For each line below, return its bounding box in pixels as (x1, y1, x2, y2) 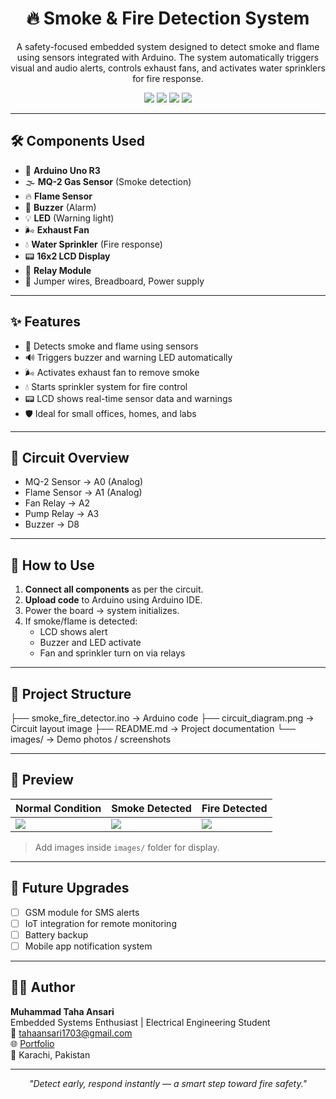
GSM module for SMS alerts (24, 906, 140, 918)
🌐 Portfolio (10, 1037, 55, 1049)
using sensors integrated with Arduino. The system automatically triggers (16, 51, 320, 63)
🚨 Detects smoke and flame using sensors (24, 340, 199, 352)
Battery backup (24, 928, 89, 941)
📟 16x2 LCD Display (24, 250, 111, 262)
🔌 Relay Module (24, 264, 92, 276)
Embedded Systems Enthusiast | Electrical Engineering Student (10, 1016, 271, 1028)
